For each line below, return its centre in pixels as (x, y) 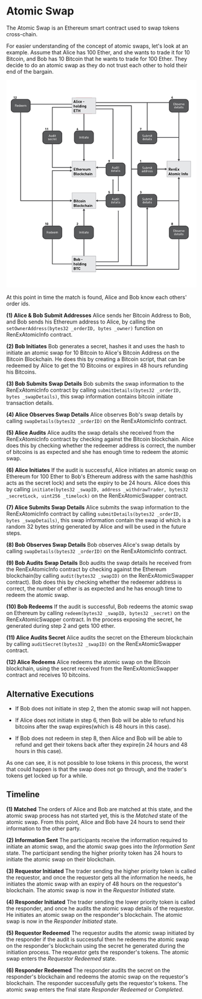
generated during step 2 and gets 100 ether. (61, 626)
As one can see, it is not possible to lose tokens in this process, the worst (97, 762)
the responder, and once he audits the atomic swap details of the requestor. (100, 908)
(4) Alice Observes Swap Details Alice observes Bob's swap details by (95, 415)
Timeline (23, 795)
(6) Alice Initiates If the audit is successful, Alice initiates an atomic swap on (101, 470)
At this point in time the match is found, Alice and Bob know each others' (96, 298)
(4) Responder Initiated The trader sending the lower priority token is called (101, 902)
